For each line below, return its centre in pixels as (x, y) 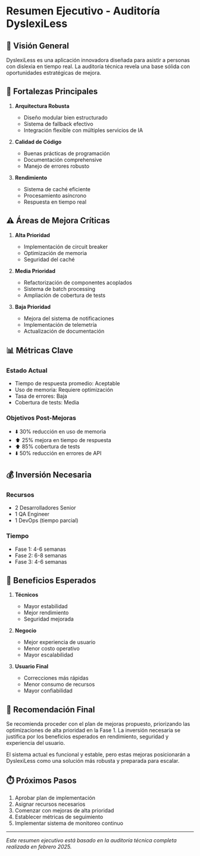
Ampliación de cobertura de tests (65, 295)
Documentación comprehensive (63, 159)
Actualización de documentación (64, 331)
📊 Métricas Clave (40, 351)
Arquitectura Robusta (42, 106)
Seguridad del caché (49, 259)
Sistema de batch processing (60, 289)
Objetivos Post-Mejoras (41, 418)
